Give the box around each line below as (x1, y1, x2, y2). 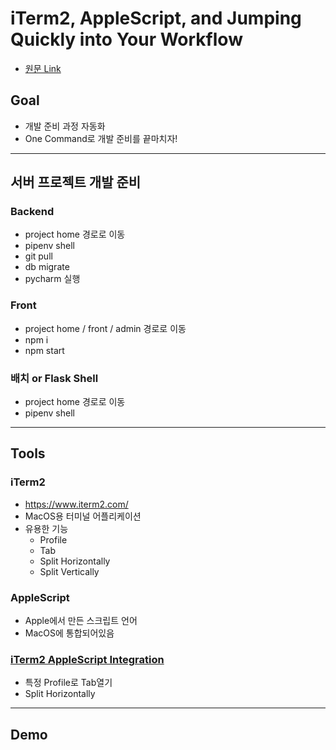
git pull (24, 250, 53, 262)
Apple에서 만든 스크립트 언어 (24, 615, 138, 627)
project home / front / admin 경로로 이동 (24, 322, 187, 334)
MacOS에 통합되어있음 (24, 627, 115, 639)
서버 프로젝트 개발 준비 (10, 174, 142, 191)
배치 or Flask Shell (10, 371, 99, 385)
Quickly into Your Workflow (10, 28, 243, 51)
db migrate (24, 261, 70, 273)
